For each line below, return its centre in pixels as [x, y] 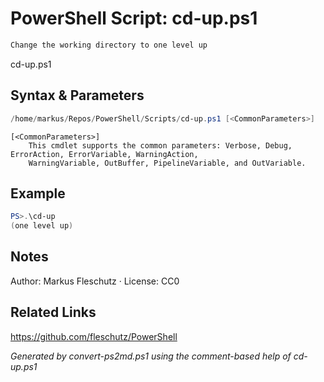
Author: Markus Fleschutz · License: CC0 [95, 281]
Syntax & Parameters [77, 95]
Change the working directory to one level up [109, 45]
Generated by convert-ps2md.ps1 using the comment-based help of [151, 356]
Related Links [53, 312]
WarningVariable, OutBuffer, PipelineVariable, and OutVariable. [167, 163]
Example [38, 193]
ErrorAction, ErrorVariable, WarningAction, [104, 154]
